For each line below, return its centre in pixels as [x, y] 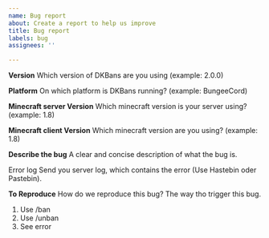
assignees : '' [32, 46]
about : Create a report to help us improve [82, 23]
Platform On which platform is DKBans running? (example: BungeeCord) [128, 91]
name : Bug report [37, 16]
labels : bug [28, 38]
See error [36, 227]
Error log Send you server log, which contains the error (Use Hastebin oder [132, 170]
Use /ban [35, 210]
